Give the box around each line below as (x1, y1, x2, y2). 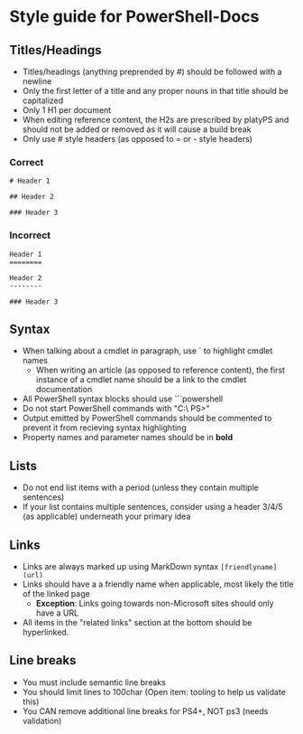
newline (22, 76, 52, 87)
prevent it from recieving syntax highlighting (22, 422, 187, 433)
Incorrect (9, 229, 51, 241)
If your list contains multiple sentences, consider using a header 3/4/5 (22, 502, 283, 513)
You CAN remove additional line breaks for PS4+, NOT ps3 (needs (22, 705, 269, 716)
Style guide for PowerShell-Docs (9, 6, 260, 27)
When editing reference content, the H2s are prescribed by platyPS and (22, 115, 289, 125)
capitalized (22, 95, 64, 106)
